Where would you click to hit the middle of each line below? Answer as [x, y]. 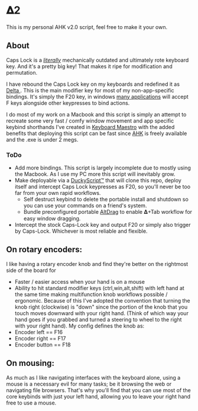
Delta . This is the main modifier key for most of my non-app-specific [90, 90]
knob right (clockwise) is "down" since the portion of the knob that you [101, 307]
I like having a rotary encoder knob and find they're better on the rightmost [97, 264]
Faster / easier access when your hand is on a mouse [79, 281]
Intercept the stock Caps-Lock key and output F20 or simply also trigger [103, 225]
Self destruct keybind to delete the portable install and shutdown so [106, 200]
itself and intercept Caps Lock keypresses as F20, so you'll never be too [103, 187]
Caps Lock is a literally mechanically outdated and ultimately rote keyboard [98, 60]
